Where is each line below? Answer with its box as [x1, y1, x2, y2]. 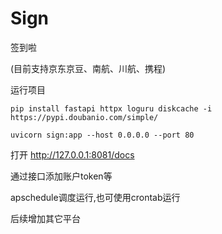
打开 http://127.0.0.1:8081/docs [10, 148, 135, 161]
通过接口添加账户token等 [10, 170, 113, 182]
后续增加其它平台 [10, 212, 81, 224]
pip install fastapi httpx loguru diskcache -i [10, 103, 213, 114]
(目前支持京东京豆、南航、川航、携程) [10, 62, 167, 74]
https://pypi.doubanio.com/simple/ [10, 112, 159, 122]
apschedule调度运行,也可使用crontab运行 [10, 191, 181, 203]
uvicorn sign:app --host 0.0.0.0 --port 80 [10, 130, 195, 140]
